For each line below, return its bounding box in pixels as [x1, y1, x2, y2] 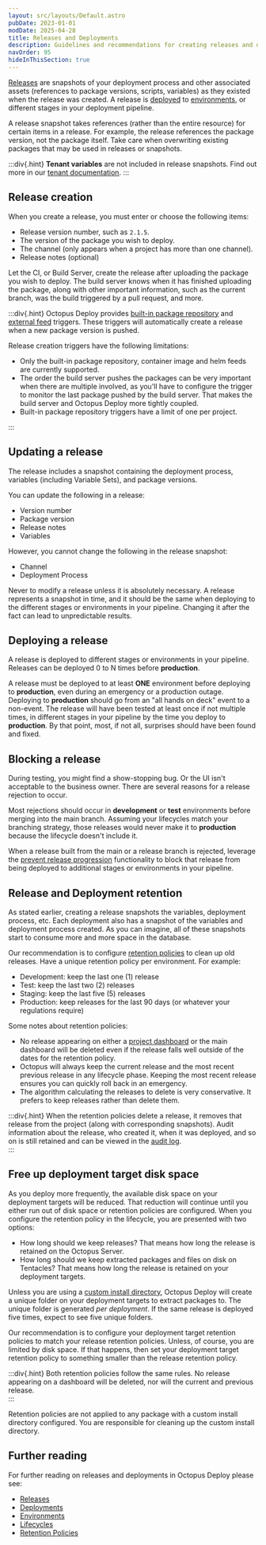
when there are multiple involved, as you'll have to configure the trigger [19, 381, 253, 391]
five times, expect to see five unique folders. [8, 1312, 154, 1322]
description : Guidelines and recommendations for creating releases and [8, 41, 253, 49]
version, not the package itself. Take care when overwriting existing [8, 135, 229, 145]
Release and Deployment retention [8, 886, 183, 900]
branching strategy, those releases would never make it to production [8, 823, 237, 832]
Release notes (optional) [19, 252, 100, 262]
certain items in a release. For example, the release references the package [8, 126, 255, 136]
